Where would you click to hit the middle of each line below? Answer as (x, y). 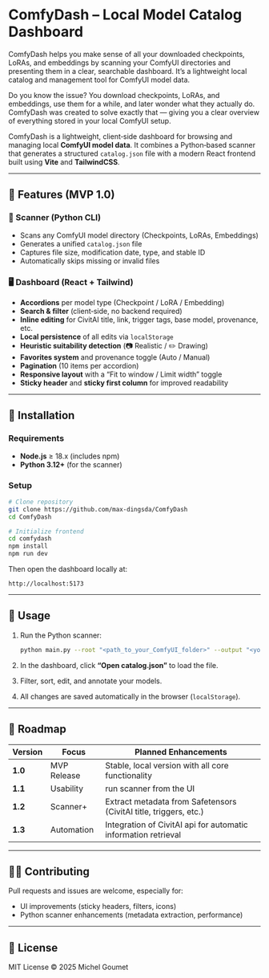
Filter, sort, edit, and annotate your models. (91, 681)
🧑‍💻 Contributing (49, 872)
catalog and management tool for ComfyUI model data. (99, 79)
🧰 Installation (42, 416)
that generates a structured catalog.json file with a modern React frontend (132, 153)
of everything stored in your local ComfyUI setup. (90, 120)
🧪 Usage (29, 616)
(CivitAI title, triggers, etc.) (155, 811)
